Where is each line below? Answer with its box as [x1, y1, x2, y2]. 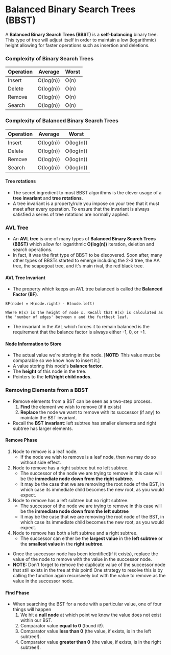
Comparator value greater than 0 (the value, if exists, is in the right [20, 639, 161, 645]
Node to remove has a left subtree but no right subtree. [12, 497, 129, 503]
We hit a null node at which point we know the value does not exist [20, 612, 162, 618]
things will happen [12, 606, 52, 613]
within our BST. [20, 617, 53, 623]
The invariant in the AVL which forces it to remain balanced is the [12, 324, 150, 330]
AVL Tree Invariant [5, 275, 46, 281]
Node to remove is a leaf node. [12, 448, 78, 455]
